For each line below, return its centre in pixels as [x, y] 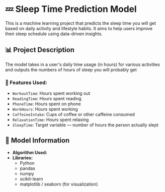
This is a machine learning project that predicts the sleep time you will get [81, 23]
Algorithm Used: [30, 152]
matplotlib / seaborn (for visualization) [59, 184]
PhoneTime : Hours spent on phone [46, 104]
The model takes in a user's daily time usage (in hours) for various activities [82, 64]
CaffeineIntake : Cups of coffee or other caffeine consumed [74, 115]
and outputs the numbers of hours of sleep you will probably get [71, 69]
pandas [28, 168]
